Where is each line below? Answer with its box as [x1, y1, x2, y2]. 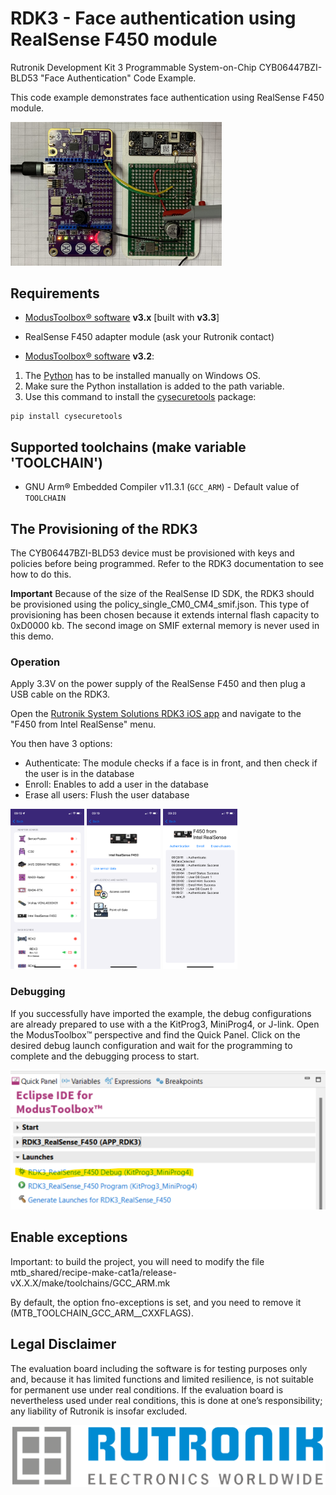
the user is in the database [24, 768, 135, 780]
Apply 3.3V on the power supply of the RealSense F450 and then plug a [10, 678, 306, 690]
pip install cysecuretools [10, 412, 123, 422]
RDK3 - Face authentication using [10, 7, 297, 30]
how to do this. [10, 568, 72, 581]
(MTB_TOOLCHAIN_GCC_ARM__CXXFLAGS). [10, 1307, 194, 1319]
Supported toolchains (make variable [10, 438, 247, 456]
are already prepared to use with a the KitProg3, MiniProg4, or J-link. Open [10, 1018, 320, 1030]
